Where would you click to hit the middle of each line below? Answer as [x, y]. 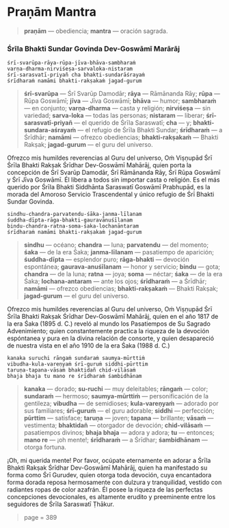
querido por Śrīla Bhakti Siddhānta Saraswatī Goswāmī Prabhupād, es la [109, 187]
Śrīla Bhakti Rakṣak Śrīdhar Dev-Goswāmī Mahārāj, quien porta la [99, 165]
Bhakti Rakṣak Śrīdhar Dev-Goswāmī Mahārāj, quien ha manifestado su [107, 468]
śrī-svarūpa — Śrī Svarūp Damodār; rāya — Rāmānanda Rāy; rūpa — [122, 94]
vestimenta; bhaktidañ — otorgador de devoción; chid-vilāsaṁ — [117, 425]
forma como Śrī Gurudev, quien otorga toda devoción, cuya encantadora [109, 475]
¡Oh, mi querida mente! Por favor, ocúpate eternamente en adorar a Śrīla [109, 461]
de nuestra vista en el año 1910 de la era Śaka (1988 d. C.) [89, 346]
